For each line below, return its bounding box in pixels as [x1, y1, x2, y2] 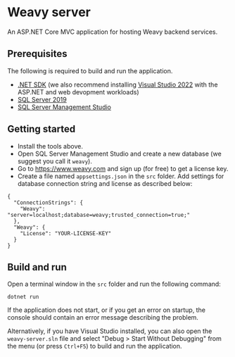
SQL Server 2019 [17, 95, 67, 104]
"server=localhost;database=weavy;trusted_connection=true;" [7, 211, 191, 218]
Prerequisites [7, 48, 68, 60]
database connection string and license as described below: [17, 179, 193, 187]
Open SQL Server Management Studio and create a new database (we [17, 149, 222, 158]
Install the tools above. [17, 142, 83, 150]
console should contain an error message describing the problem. [7, 313, 199, 322]
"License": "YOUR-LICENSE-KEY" [20, 230, 112, 237]
